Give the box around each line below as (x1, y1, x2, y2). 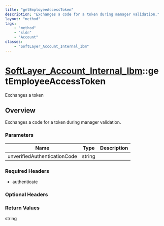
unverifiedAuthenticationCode (7, 152, 77, 159)
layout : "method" (5, 16, 41, 21)
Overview (5, 106, 36, 114)
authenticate (12, 179, 38, 185)
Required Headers (5, 167, 49, 174)
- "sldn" (14, 30, 32, 35)
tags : (5, 21, 16, 26)
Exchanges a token (5, 92, 44, 98)
